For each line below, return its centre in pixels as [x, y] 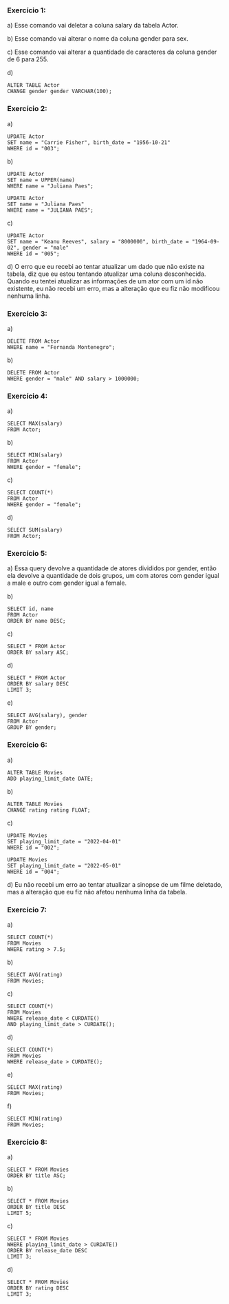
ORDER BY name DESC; [37, 621]
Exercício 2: [27, 109]
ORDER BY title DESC [37, 1207]
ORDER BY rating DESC [38, 1288]
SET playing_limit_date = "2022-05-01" [64, 865]
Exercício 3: [28, 314]
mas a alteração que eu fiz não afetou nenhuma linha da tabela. [97, 892]
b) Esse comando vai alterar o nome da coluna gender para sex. [98, 39]
